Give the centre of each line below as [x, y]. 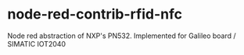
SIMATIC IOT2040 [37, 43]
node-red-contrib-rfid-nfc [95, 14]
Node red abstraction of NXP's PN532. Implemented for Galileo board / [122, 36]
